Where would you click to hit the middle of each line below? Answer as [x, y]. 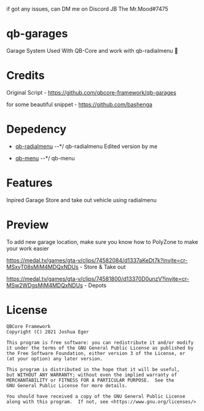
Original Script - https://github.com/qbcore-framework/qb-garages [91, 92]
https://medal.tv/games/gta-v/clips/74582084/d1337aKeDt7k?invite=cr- [97, 260]
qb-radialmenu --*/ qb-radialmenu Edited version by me [86, 146]
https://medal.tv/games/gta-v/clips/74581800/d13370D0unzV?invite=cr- [98, 278]
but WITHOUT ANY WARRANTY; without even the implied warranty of [92, 375]
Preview [28, 225]
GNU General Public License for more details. [67, 386]
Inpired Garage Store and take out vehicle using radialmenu [81, 200]
